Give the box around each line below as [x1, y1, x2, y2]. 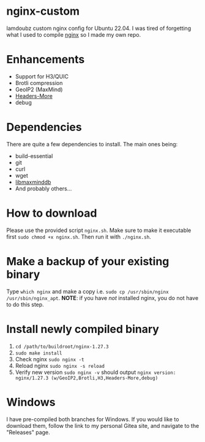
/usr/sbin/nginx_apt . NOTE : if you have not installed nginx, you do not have [6, 294, 199, 301]
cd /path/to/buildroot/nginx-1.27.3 [15, 343, 109, 350]
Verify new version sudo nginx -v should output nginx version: [15, 369, 176, 376]
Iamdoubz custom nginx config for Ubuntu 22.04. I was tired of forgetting [6, 24, 192, 32]
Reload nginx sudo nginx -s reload [15, 362, 105, 369]
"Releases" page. [6, 429, 50, 436]
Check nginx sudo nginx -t [15, 355, 84, 362]
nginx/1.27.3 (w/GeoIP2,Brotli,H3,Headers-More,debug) [15, 375, 158, 381]
